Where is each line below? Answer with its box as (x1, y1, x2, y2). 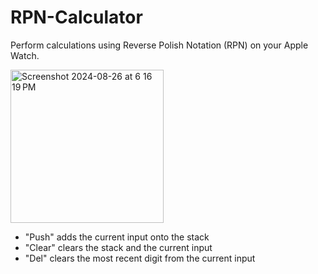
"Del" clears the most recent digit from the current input (24, 252, 256, 264)
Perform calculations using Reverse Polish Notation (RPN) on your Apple (10, 39, 309, 51)
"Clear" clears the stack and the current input (24, 241, 213, 253)
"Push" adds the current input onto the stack (24, 231, 210, 243)
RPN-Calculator (10, 6, 143, 29)
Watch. (10, 49, 40, 61)
